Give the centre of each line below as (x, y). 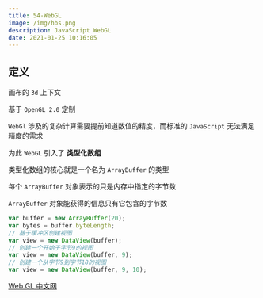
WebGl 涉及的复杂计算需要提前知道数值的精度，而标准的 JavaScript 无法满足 (131, 126)
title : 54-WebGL (35, 15)
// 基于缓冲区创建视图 (40, 233)
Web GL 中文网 (33, 286)
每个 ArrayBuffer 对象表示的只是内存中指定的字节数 (92, 186)
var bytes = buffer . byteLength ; (61, 225)
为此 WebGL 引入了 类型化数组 (55, 153)
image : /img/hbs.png (42, 23)
